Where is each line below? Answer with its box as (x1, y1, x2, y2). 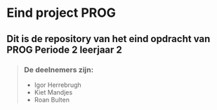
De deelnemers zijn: (23, 64, 94, 74)
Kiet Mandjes (34, 88, 73, 96)
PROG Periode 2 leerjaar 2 (6, 43, 122, 55)
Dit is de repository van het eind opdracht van (6, 33, 211, 45)
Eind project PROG (6, 5, 117, 21)
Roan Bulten (34, 95, 70, 104)
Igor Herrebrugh (34, 81, 81, 89)
